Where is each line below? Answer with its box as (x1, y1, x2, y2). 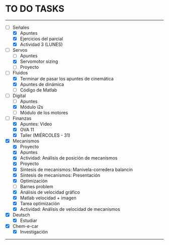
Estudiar (20, 217, 38, 224)
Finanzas (12, 115, 32, 121)
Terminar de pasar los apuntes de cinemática (20, 75, 114, 81)
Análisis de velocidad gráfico (20, 189, 80, 195)
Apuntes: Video (20, 121, 52, 127)
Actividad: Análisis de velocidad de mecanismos (20, 206, 120, 212)
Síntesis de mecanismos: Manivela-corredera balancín (20, 167, 133, 173)
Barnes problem (20, 183, 54, 189)
